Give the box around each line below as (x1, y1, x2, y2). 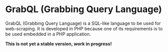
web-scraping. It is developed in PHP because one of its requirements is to (5, 25, 163, 31)
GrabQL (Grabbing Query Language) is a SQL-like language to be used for (5, 20, 161, 26)
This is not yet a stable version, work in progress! (5, 40, 112, 46)
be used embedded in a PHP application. (5, 31, 91, 37)
